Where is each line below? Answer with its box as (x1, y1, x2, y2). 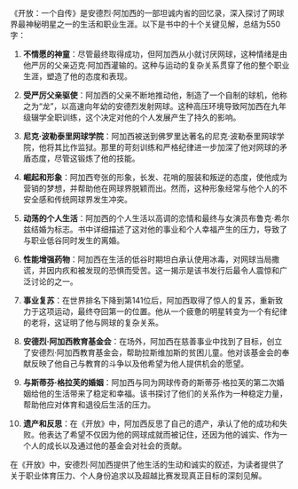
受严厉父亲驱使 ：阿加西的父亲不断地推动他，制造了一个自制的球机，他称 (22, 90, 287, 100)
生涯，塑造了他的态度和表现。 (22, 71, 132, 82)
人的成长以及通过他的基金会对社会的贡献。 (30, 440, 187, 451)
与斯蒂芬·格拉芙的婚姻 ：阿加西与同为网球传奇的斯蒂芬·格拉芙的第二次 (22, 377, 278, 388)
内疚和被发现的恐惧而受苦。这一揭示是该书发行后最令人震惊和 (53, 265, 280, 275)
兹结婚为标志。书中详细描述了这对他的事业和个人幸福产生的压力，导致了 (22, 225, 287, 234)
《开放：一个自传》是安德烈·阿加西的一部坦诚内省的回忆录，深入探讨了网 (10, 8, 278, 18)
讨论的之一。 (30, 276, 78, 287)
